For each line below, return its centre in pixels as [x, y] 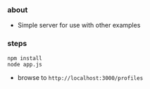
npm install [25, 58]
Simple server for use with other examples [79, 25]
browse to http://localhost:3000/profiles [80, 77]
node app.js [25, 64]
